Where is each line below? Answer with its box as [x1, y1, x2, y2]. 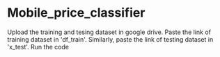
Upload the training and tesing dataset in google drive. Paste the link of [7, 28, 211, 36]
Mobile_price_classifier [7, 5, 146, 21]
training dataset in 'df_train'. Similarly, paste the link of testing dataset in [7, 35, 214, 43]
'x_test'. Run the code [7, 42, 70, 51]
